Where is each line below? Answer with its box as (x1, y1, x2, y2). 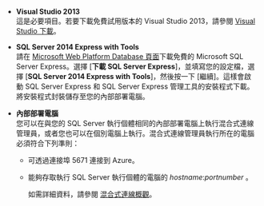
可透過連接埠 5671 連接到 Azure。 (27, 156, 139, 164)
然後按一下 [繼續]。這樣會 (159, 72, 245, 81)
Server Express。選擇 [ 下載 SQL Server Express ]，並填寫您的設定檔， (15, 61, 248, 71)
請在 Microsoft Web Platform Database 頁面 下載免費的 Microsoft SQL (15, 52, 244, 61)
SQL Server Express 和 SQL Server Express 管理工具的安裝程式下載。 (25, 81, 254, 91)
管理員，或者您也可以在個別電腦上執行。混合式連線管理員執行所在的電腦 (15, 129, 254, 138)
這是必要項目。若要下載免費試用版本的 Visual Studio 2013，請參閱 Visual (15, 16, 256, 26)
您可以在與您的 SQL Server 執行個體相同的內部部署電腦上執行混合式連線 (15, 119, 254, 128)
